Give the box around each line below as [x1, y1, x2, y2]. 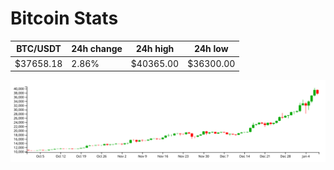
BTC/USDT [16, 43, 62, 55]
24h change [71, 43, 123, 55]
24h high [135, 43, 175, 55]
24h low [193, 43, 229, 55]
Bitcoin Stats [10, 7, 119, 30]
